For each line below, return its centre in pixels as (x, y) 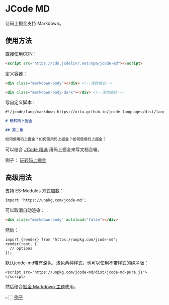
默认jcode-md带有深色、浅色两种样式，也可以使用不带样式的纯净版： (77, 263)
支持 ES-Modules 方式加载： (35, 190)
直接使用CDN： (21, 54)
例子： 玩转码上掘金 (26, 160)
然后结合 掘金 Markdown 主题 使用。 (42, 286)
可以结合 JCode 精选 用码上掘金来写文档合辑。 (54, 149)
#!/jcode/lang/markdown (30, 112)
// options (21, 248)
